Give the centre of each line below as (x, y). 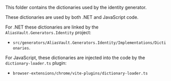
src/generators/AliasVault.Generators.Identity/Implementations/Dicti (89, 43)
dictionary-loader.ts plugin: (36, 63)
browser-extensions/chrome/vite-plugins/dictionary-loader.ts (80, 73)
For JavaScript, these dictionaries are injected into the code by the (75, 58)
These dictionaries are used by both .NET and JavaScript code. (72, 17)
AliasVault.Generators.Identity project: (48, 32)
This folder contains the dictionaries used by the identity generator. (76, 7)
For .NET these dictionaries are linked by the (52, 27)
